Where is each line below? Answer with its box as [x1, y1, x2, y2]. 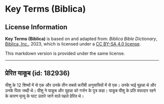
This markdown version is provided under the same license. [5, 50, 125, 56]
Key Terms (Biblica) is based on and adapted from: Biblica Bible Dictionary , [5, 36, 158, 42]
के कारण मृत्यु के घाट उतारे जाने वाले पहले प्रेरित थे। [5, 93, 84, 99]
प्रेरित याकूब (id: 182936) [5, 69, 70, 78]
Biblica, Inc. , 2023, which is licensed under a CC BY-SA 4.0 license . [5, 41, 141, 47]
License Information [5, 23, 67, 31]
